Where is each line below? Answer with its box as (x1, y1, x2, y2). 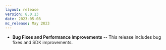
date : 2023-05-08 (5, 16, 41, 21)
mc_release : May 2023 (5, 21, 50, 26)
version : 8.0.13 (5, 12, 39, 17)
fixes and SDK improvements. (12, 40, 73, 46)
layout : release (5, 7, 39, 12)
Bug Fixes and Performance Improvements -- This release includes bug (12, 34, 161, 40)
